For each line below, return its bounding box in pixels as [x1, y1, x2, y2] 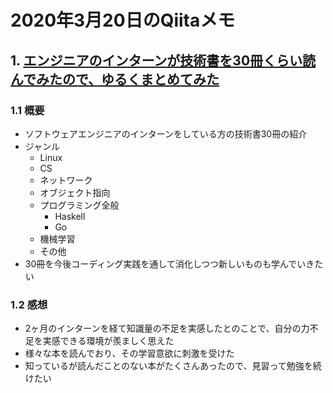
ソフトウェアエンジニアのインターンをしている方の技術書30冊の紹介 [24, 127, 308, 140]
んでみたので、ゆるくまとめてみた [10, 71, 220, 88]
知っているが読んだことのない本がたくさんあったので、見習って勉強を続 [24, 360, 322, 372]
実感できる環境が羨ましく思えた [42, 335, 175, 347]
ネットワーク [39, 174, 93, 186]
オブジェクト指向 [39, 186, 111, 198]
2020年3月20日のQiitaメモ [10, 9, 236, 32]
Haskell [54, 210, 86, 222]
